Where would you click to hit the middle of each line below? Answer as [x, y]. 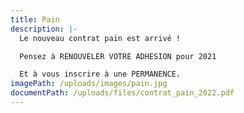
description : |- [44, 29]
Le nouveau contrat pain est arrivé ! [100, 38]
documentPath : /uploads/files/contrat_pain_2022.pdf [122, 93]
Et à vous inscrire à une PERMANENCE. [100, 74]
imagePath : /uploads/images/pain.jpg [89, 84]
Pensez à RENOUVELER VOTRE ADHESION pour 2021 [118, 56]
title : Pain [35, 19]
